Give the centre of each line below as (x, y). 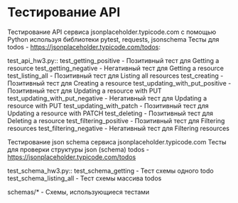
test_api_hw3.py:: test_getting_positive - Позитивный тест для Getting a (113, 60)
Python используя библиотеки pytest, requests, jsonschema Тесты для (113, 39)
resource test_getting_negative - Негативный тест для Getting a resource (115, 68)
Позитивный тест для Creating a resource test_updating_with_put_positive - (119, 83)
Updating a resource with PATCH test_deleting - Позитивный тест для (110, 113)
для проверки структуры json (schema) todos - (78, 149)
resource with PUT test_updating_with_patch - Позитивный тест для (108, 105)
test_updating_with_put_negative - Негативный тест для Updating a (107, 98)
